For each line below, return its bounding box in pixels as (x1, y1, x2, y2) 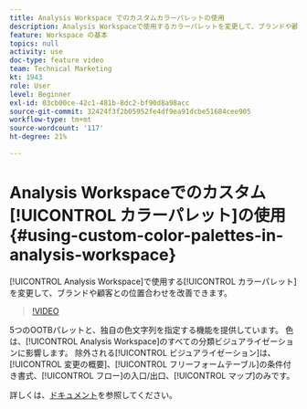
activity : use (9, 47, 64, 57)
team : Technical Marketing (9, 65, 112, 74)
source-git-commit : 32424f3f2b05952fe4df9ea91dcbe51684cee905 (9, 107, 251, 116)
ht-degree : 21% (9, 132, 68, 142)
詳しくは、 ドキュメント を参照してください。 (9, 389, 178, 400)
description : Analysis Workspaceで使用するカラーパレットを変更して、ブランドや (9, 22, 292, 31)
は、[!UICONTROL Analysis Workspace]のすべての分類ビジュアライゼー (9, 335, 279, 347)
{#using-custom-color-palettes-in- (9, 225, 284, 246)
